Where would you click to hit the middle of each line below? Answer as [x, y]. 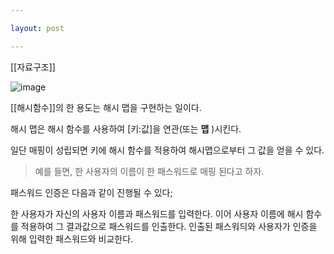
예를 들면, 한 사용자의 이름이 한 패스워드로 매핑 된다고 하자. [149, 171]
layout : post [37, 28]
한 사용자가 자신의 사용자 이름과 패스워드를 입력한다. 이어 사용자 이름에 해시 [157, 213]
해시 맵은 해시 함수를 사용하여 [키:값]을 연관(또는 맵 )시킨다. [126, 128]
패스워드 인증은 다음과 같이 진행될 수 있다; [91, 192]
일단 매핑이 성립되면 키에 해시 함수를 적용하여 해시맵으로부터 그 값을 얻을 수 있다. [167, 150]
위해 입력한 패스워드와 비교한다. [72, 238]
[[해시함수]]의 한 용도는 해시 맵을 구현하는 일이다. [106, 107]
